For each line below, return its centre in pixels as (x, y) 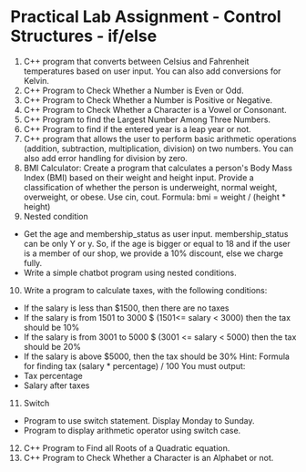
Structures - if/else (84, 36)
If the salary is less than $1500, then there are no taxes (126, 308)
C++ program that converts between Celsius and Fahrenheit (136, 61)
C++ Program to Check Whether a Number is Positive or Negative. (148, 100)
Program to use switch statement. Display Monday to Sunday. (139, 420)
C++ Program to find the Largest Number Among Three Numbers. (147, 119)
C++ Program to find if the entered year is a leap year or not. (137, 128)
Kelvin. (36, 80)
